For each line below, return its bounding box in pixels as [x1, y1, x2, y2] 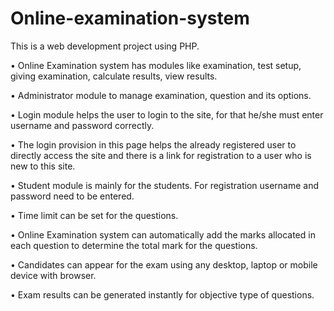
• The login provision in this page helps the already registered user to [10, 138, 297, 151]
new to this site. [10, 160, 76, 172]
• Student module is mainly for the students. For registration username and [10, 179, 320, 191]
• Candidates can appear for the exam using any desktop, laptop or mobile [10, 258, 318, 271]
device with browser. [10, 269, 97, 281]
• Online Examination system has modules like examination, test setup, [10, 59, 302, 71]
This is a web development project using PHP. [10, 40, 200, 52]
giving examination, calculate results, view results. [10, 70, 218, 82]
